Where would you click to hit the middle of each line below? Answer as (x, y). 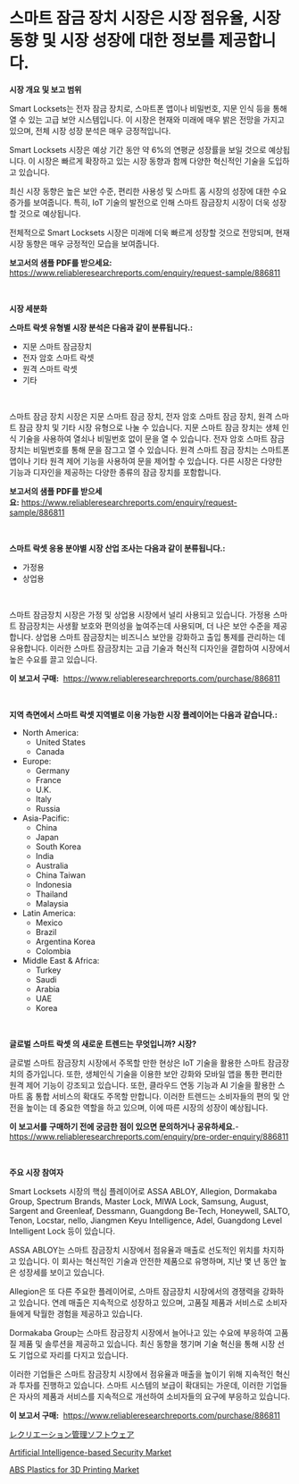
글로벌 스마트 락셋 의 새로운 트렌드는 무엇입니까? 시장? (103, 1043)
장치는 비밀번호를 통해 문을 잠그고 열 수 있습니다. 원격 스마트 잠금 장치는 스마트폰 (149, 450)
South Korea (58, 847)
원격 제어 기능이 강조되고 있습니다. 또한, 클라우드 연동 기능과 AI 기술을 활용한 (142, 1085)
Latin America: (49, 913)
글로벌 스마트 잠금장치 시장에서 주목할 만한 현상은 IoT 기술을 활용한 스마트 (137, 1062)
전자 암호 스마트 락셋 (58, 358)
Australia (52, 865)
